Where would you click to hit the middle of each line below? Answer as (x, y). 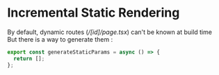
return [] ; (29, 58)
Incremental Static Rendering (94, 13)
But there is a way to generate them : (60, 39)
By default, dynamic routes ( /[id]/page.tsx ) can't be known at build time (109, 32)
